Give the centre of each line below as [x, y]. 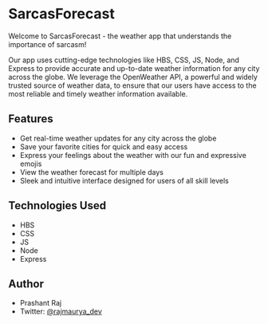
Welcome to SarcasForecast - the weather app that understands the [120, 36]
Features [31, 119]
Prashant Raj [41, 303]
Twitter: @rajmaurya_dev [61, 311]
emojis [31, 164]
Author [26, 284]
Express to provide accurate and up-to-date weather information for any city [134, 68]
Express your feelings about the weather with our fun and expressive [133, 155]
